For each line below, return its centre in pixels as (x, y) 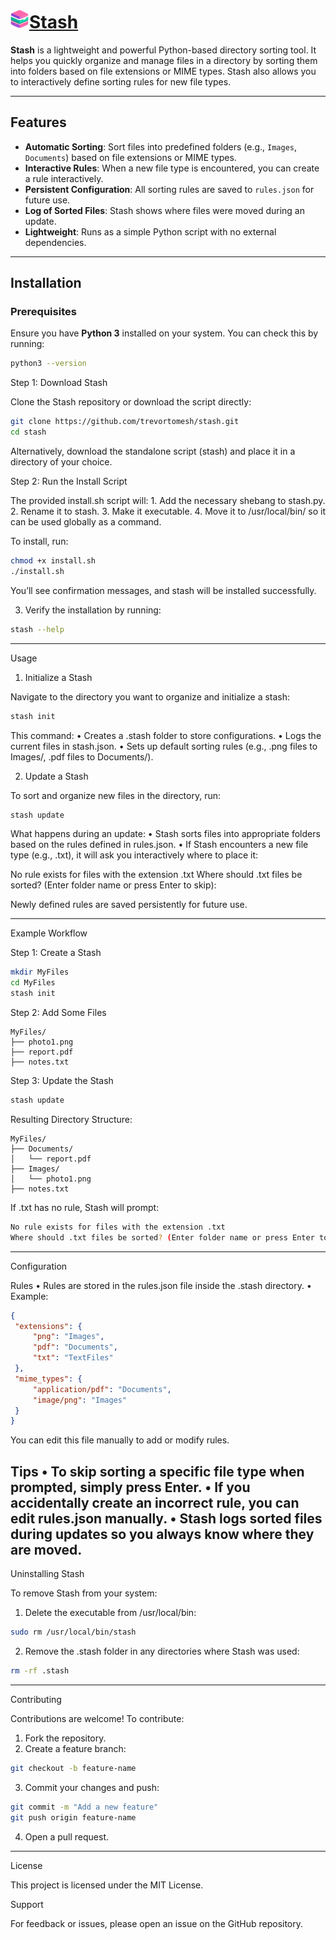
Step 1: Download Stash (59, 383)
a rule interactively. (64, 178)
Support (27, 1904)
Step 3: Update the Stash (62, 1081)
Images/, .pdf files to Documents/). (82, 756)
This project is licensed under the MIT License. (107, 1885)
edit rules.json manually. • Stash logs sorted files (166, 1518)
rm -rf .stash (40, 1671)
